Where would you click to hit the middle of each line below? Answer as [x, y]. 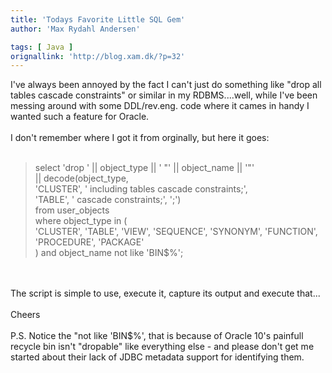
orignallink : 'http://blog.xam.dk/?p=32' [98, 56]
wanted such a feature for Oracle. [80, 117]
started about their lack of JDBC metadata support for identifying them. [157, 357]
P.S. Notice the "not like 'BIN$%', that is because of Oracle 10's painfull [157, 336]
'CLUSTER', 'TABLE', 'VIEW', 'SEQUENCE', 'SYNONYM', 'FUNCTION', [176, 232]
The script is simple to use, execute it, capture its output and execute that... [165, 293]
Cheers [25, 315]
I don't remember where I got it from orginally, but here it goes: [140, 138]
